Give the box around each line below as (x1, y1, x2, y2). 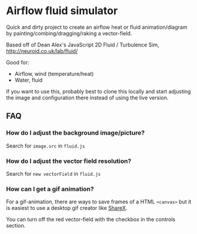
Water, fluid (14, 76, 43, 83)
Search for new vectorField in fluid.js (6, 170, 101, 177)
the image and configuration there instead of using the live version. (6, 94, 169, 101)
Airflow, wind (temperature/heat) (14, 70, 94, 77)
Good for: (6, 59, 29, 66)
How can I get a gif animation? (6, 185, 94, 193)
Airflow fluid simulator (6, 4, 118, 18)
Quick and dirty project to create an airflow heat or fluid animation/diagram (6, 24, 188, 31)
